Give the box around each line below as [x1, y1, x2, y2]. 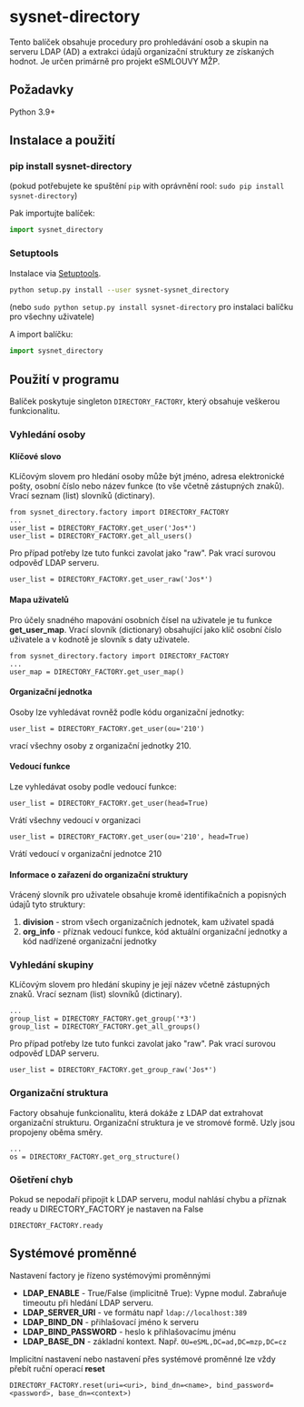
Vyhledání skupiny [9, 959, 94, 971]
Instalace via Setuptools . [9, 267, 102, 278]
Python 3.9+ [9, 106, 56, 117]
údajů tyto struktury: [9, 899, 86, 910]
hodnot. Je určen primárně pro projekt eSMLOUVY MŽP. [9, 55, 221, 66]
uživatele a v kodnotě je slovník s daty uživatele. [9, 634, 191, 645]
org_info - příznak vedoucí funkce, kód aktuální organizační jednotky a [22, 926, 288, 938]
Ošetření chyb [9, 1173, 74, 1186]
